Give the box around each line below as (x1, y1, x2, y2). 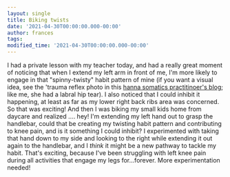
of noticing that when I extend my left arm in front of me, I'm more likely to (7, 68, 218, 76)
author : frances (7, 29, 54, 37)
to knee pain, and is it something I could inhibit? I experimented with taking (7, 127, 219, 135)
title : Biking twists (7, 17, 70, 23)
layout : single (7, 10, 51, 17)
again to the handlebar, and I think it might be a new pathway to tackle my (7, 142, 217, 149)
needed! (7, 163, 31, 171)
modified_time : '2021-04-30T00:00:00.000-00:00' (7, 42, 149, 49)
